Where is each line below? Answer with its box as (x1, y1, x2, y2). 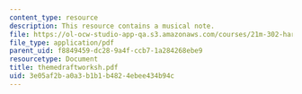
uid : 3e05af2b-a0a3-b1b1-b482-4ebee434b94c (9, 72, 175, 81)
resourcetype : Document (9, 55, 99, 64)
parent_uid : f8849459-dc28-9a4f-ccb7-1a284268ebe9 (9, 47, 203, 56)
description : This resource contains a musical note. (9, 21, 216, 30)
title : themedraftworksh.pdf (9, 64, 119, 73)
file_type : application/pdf (9, 38, 115, 47)
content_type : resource (9, 13, 99, 22)
